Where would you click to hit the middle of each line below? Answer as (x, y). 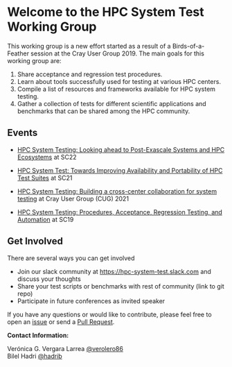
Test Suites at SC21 (45, 178)
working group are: (34, 60)
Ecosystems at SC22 (47, 157)
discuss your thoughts (49, 279)
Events (23, 133)
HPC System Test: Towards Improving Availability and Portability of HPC (120, 170)
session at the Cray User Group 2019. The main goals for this (117, 53)
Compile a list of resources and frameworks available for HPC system (116, 89)
